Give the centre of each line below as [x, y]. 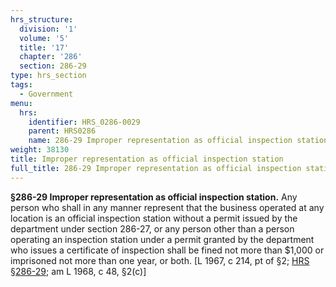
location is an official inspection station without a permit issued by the [154, 218]
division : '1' [48, 29]
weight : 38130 [40, 150]
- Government [46, 94]
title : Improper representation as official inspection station [147, 159]
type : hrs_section [48, 76]
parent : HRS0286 [62, 131]
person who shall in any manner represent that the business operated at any [167, 207]
